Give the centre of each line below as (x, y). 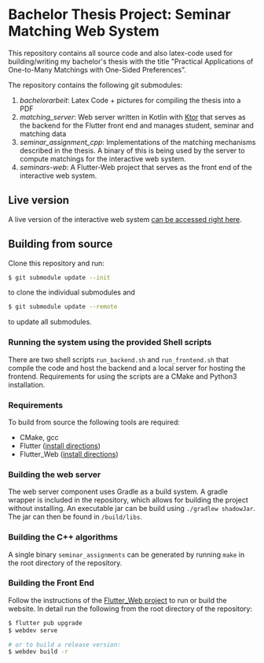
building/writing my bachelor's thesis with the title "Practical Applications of (131, 61)
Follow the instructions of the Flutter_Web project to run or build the (117, 600)
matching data (43, 133)
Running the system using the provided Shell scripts (110, 343)
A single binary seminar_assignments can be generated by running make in (126, 554)
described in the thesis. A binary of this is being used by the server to (132, 150)
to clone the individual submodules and (72, 292)
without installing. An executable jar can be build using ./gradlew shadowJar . (132, 509)
